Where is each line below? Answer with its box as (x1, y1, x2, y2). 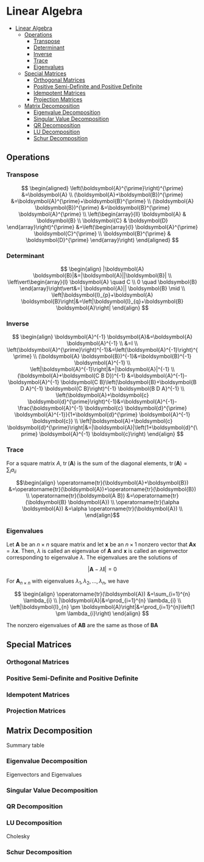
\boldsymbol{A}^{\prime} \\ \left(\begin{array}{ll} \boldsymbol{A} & (18, 210, 187, 218)
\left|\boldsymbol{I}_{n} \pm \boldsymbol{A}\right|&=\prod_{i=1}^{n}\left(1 (10, 604, 195, 611)
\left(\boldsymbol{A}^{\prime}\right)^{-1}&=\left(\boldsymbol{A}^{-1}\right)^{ (6, 346, 199, 354)
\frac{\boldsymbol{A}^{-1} (17, 404, 83, 412)
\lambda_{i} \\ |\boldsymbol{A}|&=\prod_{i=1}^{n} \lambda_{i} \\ (23, 597, 181, 604)
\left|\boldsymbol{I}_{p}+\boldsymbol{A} (51, 291, 153, 298)
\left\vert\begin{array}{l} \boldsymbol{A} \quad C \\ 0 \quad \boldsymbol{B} (7, 278, 198, 285)
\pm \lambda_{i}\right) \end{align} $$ (55, 610, 149, 617)
